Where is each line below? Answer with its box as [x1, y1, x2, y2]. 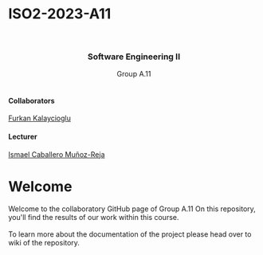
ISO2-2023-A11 [8, 5, 112, 23]
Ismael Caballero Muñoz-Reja [8, 149, 105, 159]
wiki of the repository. [8, 237, 80, 247]
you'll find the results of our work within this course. [8, 212, 179, 222]
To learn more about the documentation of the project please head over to [8, 229, 252, 239]
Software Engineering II [87, 51, 181, 62]
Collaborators [8, 96, 55, 105]
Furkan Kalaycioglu [8, 113, 72, 124]
